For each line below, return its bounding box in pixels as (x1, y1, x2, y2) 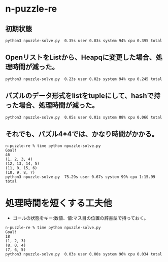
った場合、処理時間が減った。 (5, 101, 99, 109)
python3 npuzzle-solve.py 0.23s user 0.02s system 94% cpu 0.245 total (5, 77, 162, 82)
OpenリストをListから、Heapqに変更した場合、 (5, 53, 156, 62)
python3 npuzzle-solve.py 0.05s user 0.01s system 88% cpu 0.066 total (5, 115, 162, 120)
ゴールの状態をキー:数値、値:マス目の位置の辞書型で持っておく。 (12, 215, 149, 221)
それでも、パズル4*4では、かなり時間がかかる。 (5, 130, 159, 138)
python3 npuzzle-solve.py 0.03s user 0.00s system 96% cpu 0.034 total (5, 252, 162, 257)
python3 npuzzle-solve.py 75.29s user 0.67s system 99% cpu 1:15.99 (5, 174, 156, 180)
